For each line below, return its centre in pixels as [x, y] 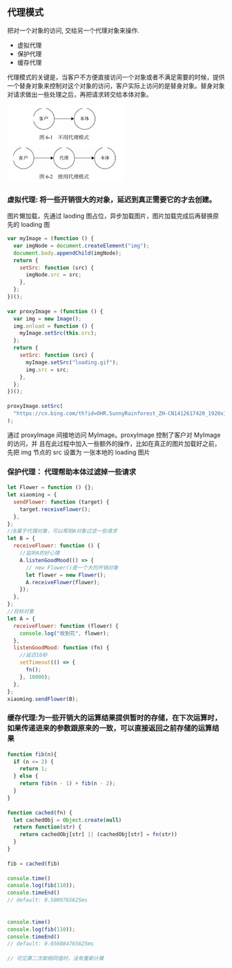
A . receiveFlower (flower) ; [62, 582]
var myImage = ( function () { [51, 239]
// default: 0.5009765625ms [48, 900]
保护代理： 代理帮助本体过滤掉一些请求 [72, 472]
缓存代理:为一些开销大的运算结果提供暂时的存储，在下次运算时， [115, 718]
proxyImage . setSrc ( [35, 407]
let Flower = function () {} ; [51, 487]
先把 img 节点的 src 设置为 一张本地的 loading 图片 [79, 452]
